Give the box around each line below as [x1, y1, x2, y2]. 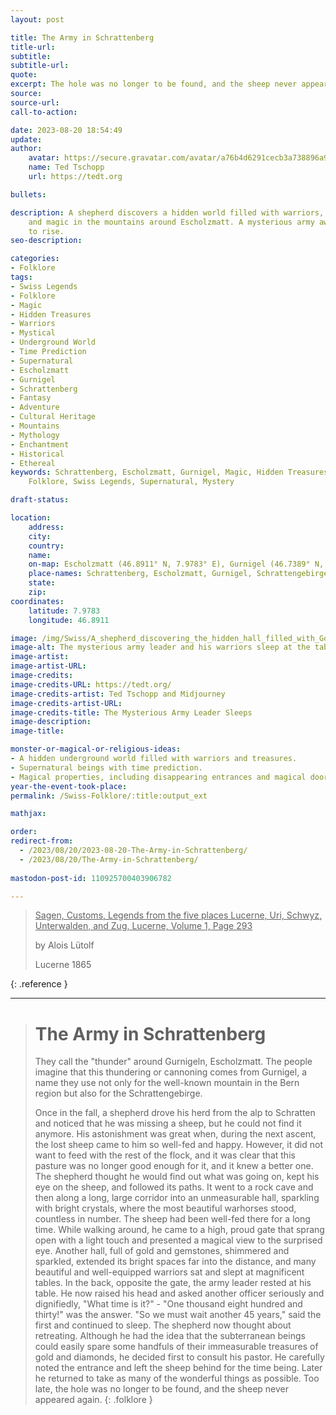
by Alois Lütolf [34, 939, 95, 951]
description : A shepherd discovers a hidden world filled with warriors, [10, 207, 325, 218]
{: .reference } [10, 978, 68, 990]
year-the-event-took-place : [10, 781, 128, 791]
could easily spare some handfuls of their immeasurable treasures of [34, 1341, 319, 1353]
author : [10, 144, 43, 154]
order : [10, 827, 38, 837]
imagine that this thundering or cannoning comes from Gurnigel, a [34, 1066, 308, 1078]
